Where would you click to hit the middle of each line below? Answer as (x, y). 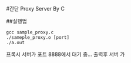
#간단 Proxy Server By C (35, 9)
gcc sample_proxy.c (30, 32)
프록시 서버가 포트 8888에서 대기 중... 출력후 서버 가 (65, 54)
